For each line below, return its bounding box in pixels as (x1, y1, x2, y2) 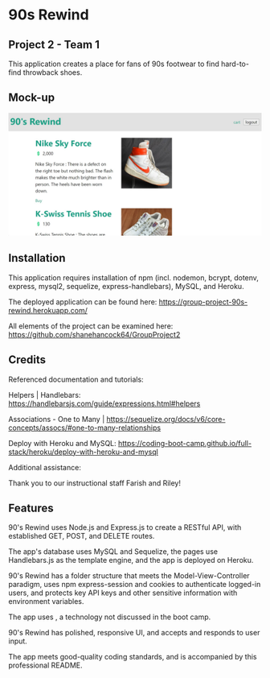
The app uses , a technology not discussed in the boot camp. (8, 612, 211, 622)
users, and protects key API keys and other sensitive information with (8, 588, 238, 597)
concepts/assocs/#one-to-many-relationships (8, 423, 162, 432)
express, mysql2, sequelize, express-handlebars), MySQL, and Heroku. (8, 281, 244, 291)
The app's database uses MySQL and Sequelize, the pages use (8, 547, 219, 556)
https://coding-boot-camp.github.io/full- (117, 438, 252, 448)
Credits (8, 353, 47, 367)
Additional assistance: (8, 462, 82, 472)
